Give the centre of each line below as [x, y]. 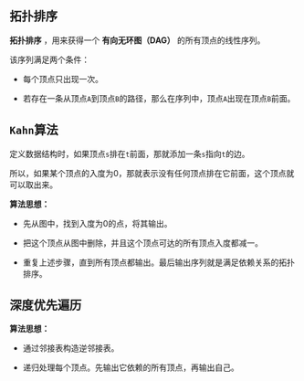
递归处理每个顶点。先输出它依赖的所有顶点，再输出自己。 [131, 367]
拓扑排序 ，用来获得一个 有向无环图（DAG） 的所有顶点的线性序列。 [137, 40]
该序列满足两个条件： [49, 59]
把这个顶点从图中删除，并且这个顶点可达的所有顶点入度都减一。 [142, 243]
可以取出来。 [33, 185]
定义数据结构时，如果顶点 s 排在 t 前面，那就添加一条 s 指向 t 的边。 [130, 153]
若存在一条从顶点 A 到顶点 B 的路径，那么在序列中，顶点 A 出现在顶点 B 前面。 [159, 98]
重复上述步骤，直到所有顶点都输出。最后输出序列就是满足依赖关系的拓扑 [158, 262]
